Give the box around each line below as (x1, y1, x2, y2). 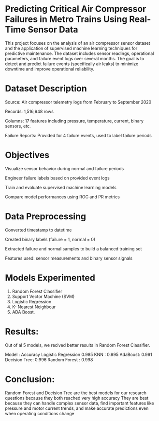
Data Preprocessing (5, 211, 87, 222)
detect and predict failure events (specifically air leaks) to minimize (5, 61, 139, 67)
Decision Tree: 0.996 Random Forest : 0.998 (5, 356, 93, 363)
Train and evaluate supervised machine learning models (5, 184, 117, 190)
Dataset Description (5, 83, 87, 94)
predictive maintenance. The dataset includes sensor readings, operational (5, 50, 154, 56)
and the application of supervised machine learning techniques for (5, 45, 138, 51)
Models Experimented (5, 272, 96, 283)
